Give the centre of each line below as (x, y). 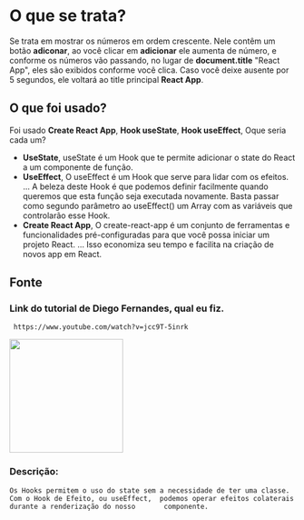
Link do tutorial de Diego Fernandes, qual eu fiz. (117, 308)
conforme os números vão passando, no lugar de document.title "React (145, 60)
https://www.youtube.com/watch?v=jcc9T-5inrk (101, 327)
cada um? (28, 140)
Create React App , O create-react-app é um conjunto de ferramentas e (156, 225)
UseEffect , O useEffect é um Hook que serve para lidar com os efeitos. (155, 176)
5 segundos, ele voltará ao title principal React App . (107, 79)
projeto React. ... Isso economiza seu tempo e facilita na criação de (148, 244)
